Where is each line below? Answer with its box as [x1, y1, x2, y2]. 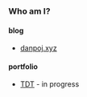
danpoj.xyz [19, 43, 58, 53]
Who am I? [8, 6, 51, 17]
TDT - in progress [19, 79, 80, 89]
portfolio [8, 62, 39, 71]
